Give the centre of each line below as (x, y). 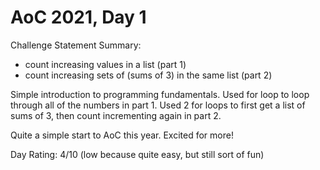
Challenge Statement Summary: (76, 45)
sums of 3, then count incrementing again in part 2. (116, 115)
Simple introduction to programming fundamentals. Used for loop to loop (160, 94)
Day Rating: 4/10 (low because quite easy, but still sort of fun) (137, 154)
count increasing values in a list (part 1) (105, 64)
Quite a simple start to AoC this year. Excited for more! (122, 135)
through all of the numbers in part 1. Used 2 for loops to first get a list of (158, 105)
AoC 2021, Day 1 (78, 17)
